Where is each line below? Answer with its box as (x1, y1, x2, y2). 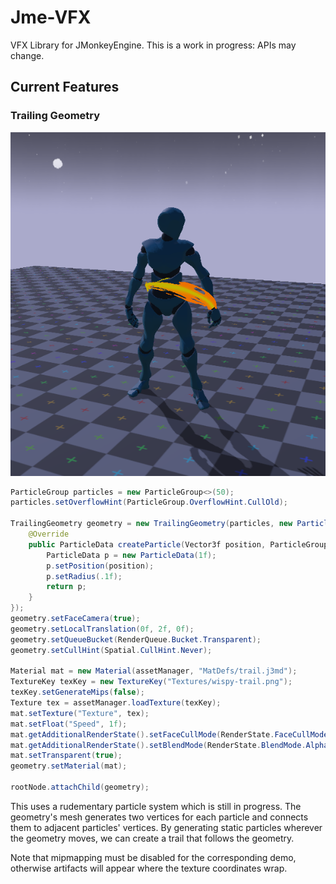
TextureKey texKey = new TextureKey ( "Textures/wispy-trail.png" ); (10, 677, 293, 687)
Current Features (10, 79, 120, 96)
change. (10, 49, 45, 61)
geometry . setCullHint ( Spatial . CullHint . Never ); (10, 645, 213, 655)
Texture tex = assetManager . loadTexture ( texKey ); (10, 698, 222, 708)
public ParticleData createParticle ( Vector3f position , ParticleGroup (28, 539, 329, 550)
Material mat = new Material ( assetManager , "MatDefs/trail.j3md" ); (10, 666, 298, 676)
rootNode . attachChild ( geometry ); (10, 782, 150, 793)
